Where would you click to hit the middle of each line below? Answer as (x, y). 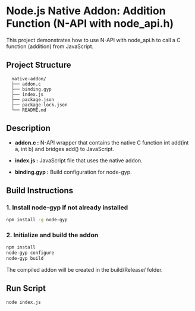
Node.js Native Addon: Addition (86, 11)
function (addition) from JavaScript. (50, 46)
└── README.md (29, 110)
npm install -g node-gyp (37, 220)
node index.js (24, 302)
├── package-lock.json (40, 105)
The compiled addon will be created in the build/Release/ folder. (84, 270)
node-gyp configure (30, 253)
